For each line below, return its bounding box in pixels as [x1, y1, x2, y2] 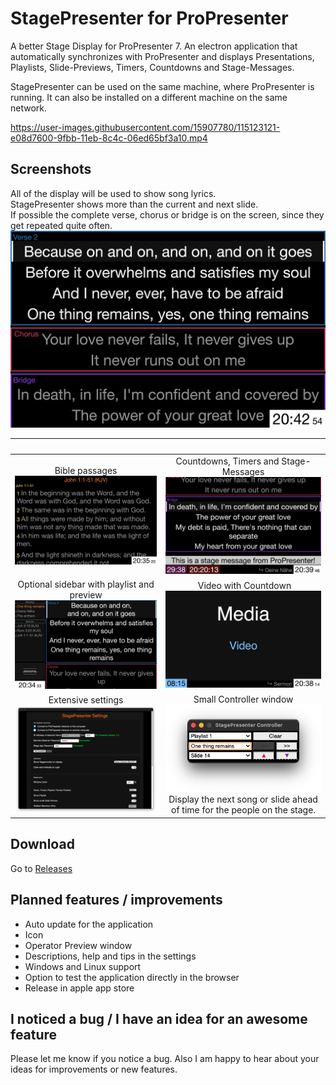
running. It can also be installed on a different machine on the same [10, 91, 288, 103]
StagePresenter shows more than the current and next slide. [10, 198, 259, 210]
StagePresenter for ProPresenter [10, 7, 289, 30]
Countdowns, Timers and [175, 455, 280, 467]
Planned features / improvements [10, 892, 223, 909]
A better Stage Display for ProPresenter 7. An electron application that [10, 40, 298, 52]
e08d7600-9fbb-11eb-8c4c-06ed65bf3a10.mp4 [10, 132, 208, 144]
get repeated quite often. [10, 219, 113, 231]
